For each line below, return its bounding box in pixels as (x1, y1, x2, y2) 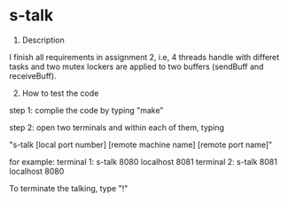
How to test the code (21, 88, 99, 98)
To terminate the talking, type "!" (9, 183, 128, 193)
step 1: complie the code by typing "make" (9, 105, 164, 115)
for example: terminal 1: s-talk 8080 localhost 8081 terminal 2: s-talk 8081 (9, 156, 277, 167)
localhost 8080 (9, 166, 65, 176)
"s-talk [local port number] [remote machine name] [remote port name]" (9, 139, 273, 150)
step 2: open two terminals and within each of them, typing (9, 121, 224, 133)
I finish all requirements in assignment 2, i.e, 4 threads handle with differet (9, 51, 280, 62)
